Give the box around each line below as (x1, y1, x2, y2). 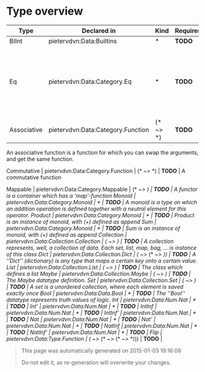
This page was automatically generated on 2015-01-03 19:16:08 (21, 347, 181, 354)
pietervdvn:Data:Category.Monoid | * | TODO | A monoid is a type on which (6, 198, 197, 206)
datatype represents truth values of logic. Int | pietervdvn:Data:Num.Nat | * (6, 296, 196, 303)
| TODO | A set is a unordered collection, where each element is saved (6, 283, 184, 290)
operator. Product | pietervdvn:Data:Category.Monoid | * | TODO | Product (6, 211, 195, 218)
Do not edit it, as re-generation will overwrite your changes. (21, 359, 171, 366)
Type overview (6, 4, 84, 18)
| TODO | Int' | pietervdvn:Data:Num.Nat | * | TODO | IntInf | (6, 302, 157, 310)
